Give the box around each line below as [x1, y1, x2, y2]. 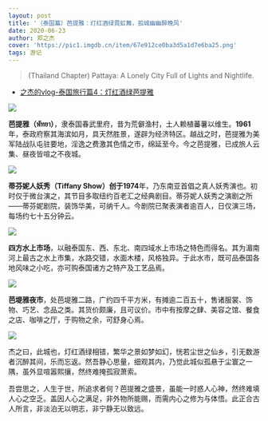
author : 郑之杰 [8, 34, 55, 42]
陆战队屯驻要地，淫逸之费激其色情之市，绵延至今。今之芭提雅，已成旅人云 [14, 139, 260, 149]
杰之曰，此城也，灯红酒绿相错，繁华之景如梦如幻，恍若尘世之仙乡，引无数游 [8, 347, 260, 356]
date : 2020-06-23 [8, 26, 66, 34]
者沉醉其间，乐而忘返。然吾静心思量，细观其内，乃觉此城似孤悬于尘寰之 [8, 357, 246, 366]
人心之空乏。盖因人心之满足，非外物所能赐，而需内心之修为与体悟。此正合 [8, 394, 253, 403]
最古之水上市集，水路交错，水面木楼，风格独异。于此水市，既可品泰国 [22, 253, 253, 262]
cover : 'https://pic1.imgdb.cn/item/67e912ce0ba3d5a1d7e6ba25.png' [8, 42, 238, 50]
